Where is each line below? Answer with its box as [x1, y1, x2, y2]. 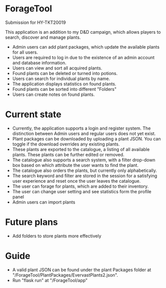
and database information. [12, 60, 67, 66]
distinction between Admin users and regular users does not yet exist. [12, 130, 156, 137]
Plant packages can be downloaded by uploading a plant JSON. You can [12, 136, 161, 142]
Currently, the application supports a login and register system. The [12, 125, 151, 131]
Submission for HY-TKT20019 [5, 19, 66, 25]
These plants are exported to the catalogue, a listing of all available [12, 146, 150, 152]
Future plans [5, 216, 58, 228]
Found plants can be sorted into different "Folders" [12, 86, 117, 92]
